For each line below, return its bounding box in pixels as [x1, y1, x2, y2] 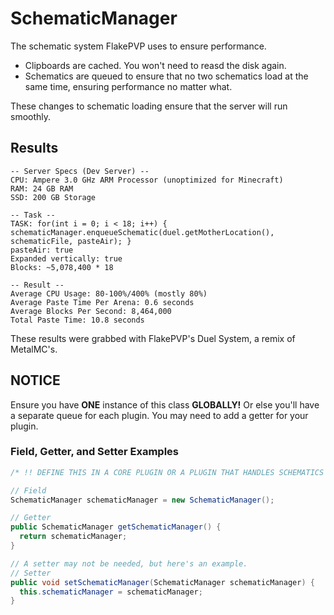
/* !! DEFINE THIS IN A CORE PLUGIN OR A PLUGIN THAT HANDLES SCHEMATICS [10, 467, 325, 477]
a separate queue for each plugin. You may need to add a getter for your [10, 409, 309, 421]
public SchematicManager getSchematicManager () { [10, 522, 222, 532]
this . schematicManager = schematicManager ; [19, 587, 203, 597]
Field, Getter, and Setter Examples [10, 445, 179, 459]
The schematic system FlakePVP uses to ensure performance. [10, 40, 267, 52]
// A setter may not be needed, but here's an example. [10, 558, 248, 569]
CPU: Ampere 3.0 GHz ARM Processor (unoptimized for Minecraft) [10, 175, 284, 185]
